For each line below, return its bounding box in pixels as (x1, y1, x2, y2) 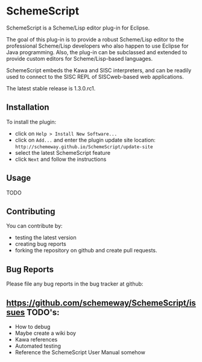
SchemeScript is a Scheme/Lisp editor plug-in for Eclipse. (6, 24, 150, 31)
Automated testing (14, 342, 62, 349)
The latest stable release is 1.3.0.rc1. (6, 84, 96, 92)
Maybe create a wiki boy (14, 329, 77, 337)
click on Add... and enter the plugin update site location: (14, 136, 156, 143)
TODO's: (27, 307, 60, 317)
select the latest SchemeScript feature (14, 149, 110, 156)
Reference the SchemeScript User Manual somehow (14, 349, 146, 356)
